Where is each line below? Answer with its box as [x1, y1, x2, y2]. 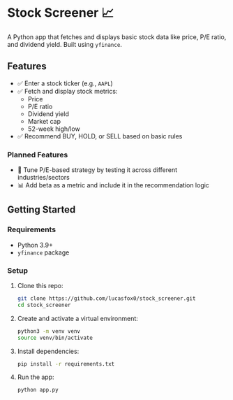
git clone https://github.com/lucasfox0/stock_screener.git [17, 295, 196, 302]
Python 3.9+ [17, 241, 54, 249]
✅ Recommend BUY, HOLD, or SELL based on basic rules [17, 131, 183, 140]
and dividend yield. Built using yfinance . [7, 40, 122, 48]
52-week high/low [27, 124, 80, 133]
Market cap [27, 117, 61, 125]
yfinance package [17, 248, 70, 257]
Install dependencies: [17, 347, 80, 355]
